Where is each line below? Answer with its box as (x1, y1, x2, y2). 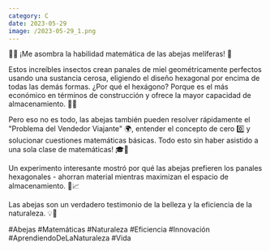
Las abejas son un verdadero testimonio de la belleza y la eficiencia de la (8, 200, 253, 210)
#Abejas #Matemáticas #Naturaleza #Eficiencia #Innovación (8, 224, 211, 235)
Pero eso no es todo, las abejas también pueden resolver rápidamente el (8, 115, 251, 125)
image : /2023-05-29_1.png (8, 27, 96, 35)
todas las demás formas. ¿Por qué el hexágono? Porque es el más (8, 82, 229, 91)
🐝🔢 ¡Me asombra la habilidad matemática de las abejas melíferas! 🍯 (8, 49, 233, 59)
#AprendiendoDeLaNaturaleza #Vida (8, 233, 131, 243)
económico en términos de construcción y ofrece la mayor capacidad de (8, 91, 251, 100)
